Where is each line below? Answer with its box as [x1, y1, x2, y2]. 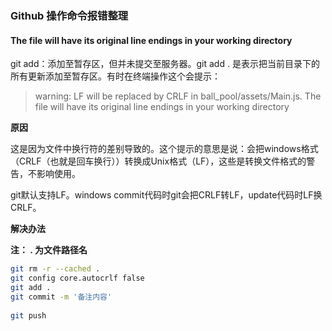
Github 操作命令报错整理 [10, 8, 129, 22]
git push [10, 310, 47, 321]
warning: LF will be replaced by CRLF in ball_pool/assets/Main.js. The [34, 90, 322, 102]
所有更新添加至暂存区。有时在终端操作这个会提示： [10, 70, 221, 82]
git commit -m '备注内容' [10, 292, 113, 302]
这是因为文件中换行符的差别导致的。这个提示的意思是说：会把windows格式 [10, 143, 319, 155]
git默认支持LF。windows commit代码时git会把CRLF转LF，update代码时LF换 [10, 189, 323, 201]
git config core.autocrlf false [10, 273, 145, 283]
